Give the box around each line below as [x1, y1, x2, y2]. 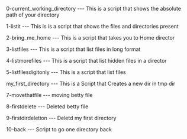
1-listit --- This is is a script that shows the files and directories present [6, 23, 179, 30]
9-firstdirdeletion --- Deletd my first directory [6, 115, 117, 121]
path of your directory [6, 11, 60, 18]
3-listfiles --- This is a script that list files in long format [6, 46, 141, 53]
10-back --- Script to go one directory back [6, 126, 112, 132]
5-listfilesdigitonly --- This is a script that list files [6, 69, 126, 76]
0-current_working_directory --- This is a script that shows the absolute [6, 5, 182, 12]
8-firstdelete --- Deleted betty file [6, 103, 89, 110]
